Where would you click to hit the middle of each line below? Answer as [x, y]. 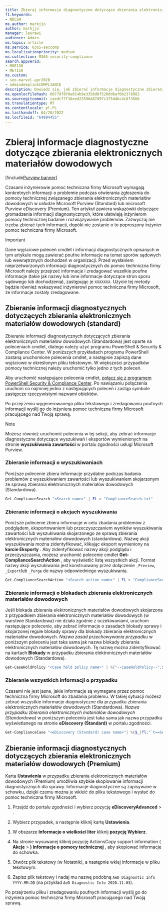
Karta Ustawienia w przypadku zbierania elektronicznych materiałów [76, 776]
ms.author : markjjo [25, 24]
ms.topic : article [24, 43]
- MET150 [14, 71]
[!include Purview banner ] [31, 177]
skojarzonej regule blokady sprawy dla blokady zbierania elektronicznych [81, 631]
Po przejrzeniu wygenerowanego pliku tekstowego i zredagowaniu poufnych [84, 403]
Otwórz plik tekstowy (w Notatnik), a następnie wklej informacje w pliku [86, 862]
